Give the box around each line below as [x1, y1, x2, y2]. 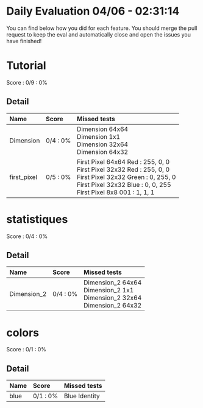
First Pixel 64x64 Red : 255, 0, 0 [77, 157, 170, 166]
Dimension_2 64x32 [83, 301, 142, 310]
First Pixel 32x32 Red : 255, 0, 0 [77, 165, 170, 174]
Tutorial [6, 59, 47, 72]
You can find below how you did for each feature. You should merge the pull [6, 24, 198, 32]
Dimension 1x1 [77, 132, 121, 141]
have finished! [6, 37, 42, 44]
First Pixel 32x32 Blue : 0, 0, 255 [77, 180, 171, 189]
